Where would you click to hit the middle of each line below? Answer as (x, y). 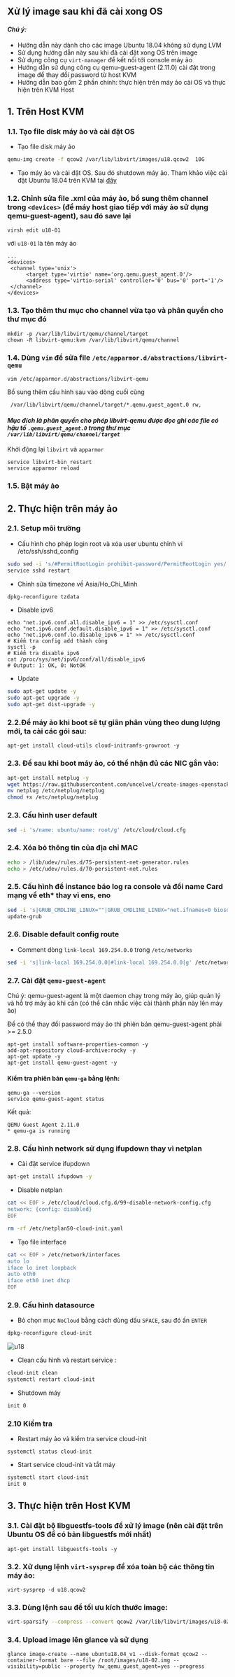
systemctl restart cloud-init (51, 1380)
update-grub (24, 916)
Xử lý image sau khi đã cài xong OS (85, 12)
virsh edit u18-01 (34, 230)
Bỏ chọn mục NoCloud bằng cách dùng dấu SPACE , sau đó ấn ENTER (112, 1320)
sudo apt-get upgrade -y (43, 698)
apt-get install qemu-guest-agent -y (62, 1062)
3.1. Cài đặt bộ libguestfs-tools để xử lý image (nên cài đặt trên (115, 1526)
